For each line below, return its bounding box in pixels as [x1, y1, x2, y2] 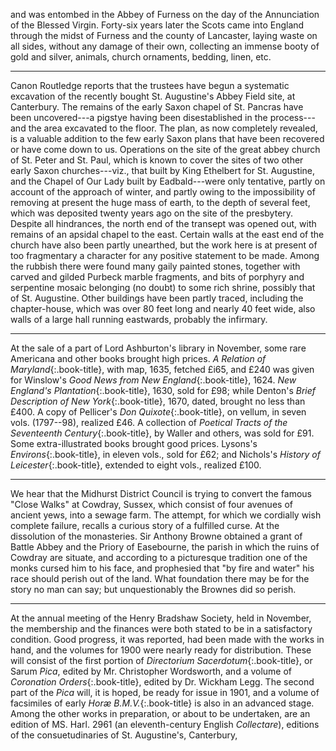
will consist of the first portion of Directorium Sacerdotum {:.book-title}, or [10, 655, 313, 666]
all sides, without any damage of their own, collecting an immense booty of [10, 40, 320, 52]
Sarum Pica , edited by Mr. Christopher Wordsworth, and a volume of [10, 665, 293, 677]
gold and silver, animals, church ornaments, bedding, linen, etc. [10, 51, 272, 63]
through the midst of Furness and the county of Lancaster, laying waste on [10, 30, 318, 41]
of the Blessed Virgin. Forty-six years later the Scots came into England [10, 19, 305, 31]
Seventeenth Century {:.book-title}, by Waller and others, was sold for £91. [10, 427, 315, 439]
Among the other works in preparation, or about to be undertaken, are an [10, 708, 311, 719]
